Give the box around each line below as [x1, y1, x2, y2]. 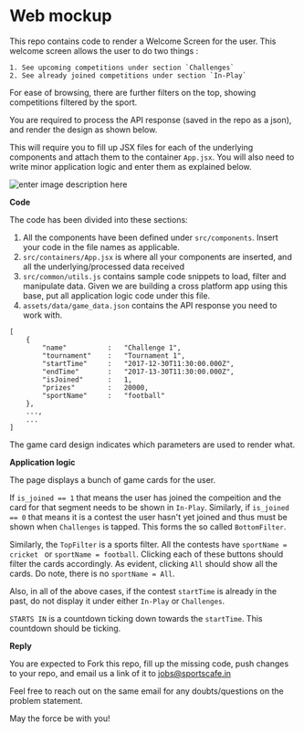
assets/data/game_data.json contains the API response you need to [22, 299, 278, 310]
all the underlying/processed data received [22, 261, 185, 272]
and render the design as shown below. [9, 124, 158, 135]
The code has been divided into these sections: [9, 214, 189, 225]
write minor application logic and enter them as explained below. [9, 161, 253, 172]
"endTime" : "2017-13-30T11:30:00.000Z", [42, 367, 235, 376]
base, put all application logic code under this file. [22, 289, 211, 301]
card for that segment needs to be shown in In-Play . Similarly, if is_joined [9, 501, 290, 512]
